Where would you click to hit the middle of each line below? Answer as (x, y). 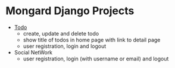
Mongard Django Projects (70, 11)
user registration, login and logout (65, 46)
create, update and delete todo (61, 33)
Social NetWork (33, 52)
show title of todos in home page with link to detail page (92, 40)
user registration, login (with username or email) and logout (96, 59)
